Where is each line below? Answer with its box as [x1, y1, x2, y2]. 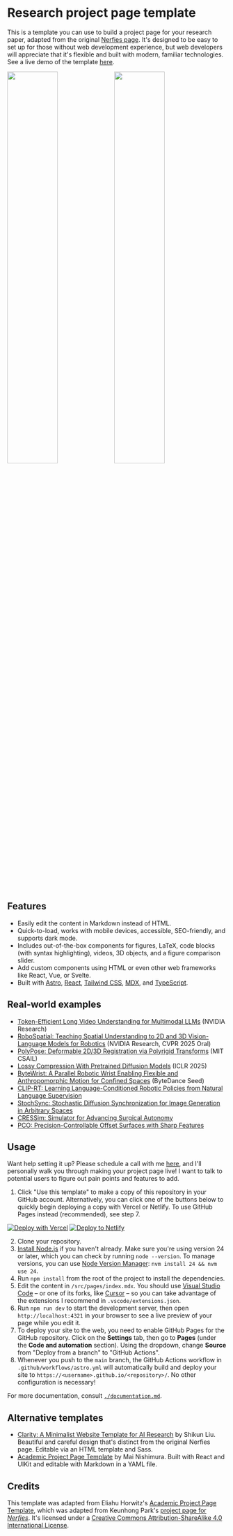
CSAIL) [17, 1054, 38, 1062]
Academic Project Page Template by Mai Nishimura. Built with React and [17, 1453, 225, 1461]
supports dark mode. [17, 934, 78, 942]
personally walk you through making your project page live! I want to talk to [7, 1167, 223, 1175]
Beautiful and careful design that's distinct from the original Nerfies [17, 1438, 211, 1446]
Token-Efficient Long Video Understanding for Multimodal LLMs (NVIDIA [17, 1017, 225, 1025]
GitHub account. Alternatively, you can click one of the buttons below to [17, 1195, 224, 1204]
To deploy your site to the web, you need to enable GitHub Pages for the [17, 1326, 225, 1334]
